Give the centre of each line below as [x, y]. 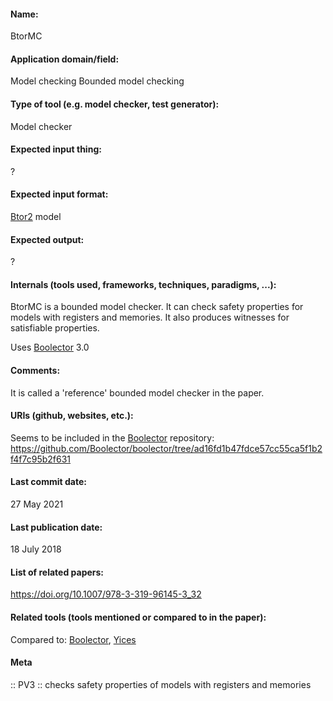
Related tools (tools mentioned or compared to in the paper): [138, 617]
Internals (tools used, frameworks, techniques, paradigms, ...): [143, 284]
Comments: [35, 371]
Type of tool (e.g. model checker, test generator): [115, 104]
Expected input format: [59, 194]
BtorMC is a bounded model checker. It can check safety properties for [157, 307]
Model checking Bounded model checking [97, 81]
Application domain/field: [65, 59]
